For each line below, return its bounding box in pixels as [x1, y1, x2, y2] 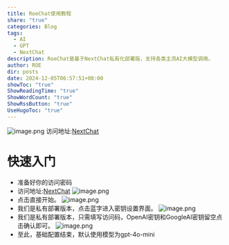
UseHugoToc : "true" [7, 107, 64, 114]
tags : [7, 29, 23, 37]
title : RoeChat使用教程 [7, 10, 71, 17]
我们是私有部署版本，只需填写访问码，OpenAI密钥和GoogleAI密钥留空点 [17, 212, 223, 221]
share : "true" [7, 17, 48, 24]
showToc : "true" [7, 81, 54, 88]
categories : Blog [7, 23, 57, 30]
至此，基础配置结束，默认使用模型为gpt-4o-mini [17, 230, 155, 238]
